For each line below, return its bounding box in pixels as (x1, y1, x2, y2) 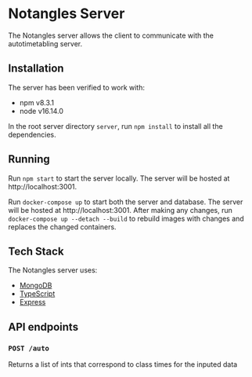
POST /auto (8, 343, 49, 353)
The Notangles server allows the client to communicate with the (8, 31, 214, 40)
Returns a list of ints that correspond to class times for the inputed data (8, 360, 238, 369)
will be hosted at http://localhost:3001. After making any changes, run (8, 205, 232, 214)
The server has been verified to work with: (8, 82, 146, 92)
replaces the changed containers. (8, 221, 117, 232)
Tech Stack (8, 244, 64, 258)
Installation (8, 62, 64, 75)
